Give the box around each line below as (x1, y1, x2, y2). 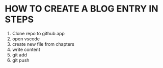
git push (12, 57, 30, 63)
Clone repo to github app (12, 30, 65, 36)
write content (12, 46, 40, 52)
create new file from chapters (12, 41, 74, 47)
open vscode (12, 36, 40, 42)
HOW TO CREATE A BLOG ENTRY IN (5, 3, 158, 15)
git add (12, 51, 28, 58)
